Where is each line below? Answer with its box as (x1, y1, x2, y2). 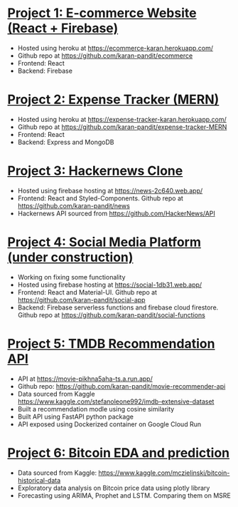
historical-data (17, 476, 61, 484)
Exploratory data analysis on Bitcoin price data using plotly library (17, 483, 210, 492)
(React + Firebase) (7, 20, 119, 36)
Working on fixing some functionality (17, 272, 126, 281)
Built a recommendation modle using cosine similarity (17, 404, 175, 413)
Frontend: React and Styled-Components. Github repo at (17, 194, 183, 203)
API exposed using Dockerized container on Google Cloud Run (17, 419, 201, 429)
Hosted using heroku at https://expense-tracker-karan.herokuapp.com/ (17, 115, 227, 123)
